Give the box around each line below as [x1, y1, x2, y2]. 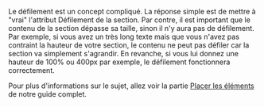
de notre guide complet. [8, 90, 87, 98]
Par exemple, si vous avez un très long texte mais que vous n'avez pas [8, 32, 240, 41]
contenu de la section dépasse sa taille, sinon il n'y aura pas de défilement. [8, 24, 254, 32]
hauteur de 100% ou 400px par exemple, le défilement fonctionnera [8, 57, 231, 67]
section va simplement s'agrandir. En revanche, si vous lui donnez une [8, 49, 239, 58]
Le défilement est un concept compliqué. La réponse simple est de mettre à [8, 7, 256, 16]
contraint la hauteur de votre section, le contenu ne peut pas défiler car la [8, 40, 250, 50]
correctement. [8, 66, 55, 75]
